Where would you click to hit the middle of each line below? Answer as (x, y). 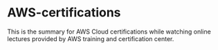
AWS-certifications (64, 13)
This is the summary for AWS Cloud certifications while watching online (109, 32)
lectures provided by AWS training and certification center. (91, 38)
